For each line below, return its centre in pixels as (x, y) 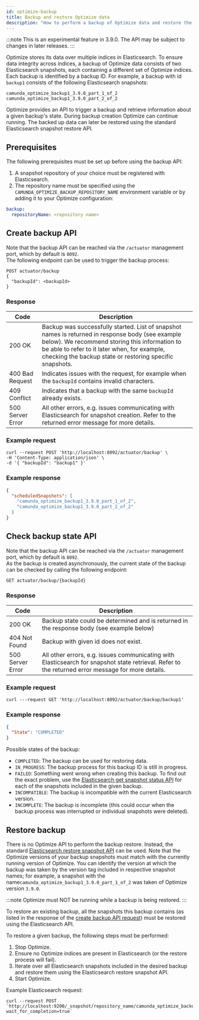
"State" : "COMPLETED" (38, 733)
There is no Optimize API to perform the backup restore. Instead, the (90, 844)
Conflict (20, 398)
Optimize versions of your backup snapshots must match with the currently (98, 857)
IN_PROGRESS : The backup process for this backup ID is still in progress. (101, 767)
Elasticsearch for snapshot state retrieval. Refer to (111, 662)
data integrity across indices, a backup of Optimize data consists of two (94, 64)
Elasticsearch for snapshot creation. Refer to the (109, 415)
